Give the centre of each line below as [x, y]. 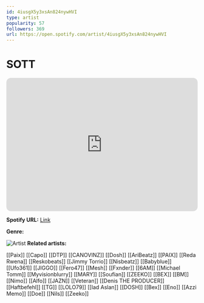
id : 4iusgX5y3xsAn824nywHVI [42, 12]
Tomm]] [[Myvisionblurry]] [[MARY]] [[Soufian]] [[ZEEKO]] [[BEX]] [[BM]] [98, 275]
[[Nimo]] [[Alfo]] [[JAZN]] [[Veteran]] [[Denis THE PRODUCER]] [86, 281]
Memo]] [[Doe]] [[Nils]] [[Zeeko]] [48, 294]
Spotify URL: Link [29, 220]
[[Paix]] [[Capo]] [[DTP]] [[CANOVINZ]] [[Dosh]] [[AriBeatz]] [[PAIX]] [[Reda [101, 255]
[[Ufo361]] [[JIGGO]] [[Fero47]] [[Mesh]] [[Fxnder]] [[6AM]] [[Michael [93, 268]
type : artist [23, 18]
